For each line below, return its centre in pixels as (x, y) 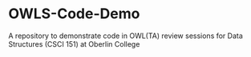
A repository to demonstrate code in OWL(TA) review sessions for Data (125, 36)
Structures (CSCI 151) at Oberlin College (74, 44)
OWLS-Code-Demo (74, 14)
